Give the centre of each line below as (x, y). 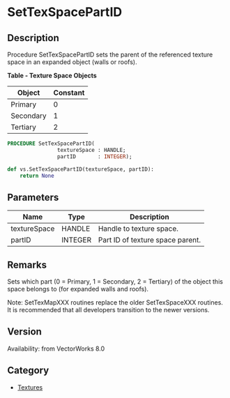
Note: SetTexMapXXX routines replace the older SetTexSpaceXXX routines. (115, 303)
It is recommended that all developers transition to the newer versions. (108, 310)
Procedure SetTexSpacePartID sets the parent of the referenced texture (110, 54)
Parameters (33, 197)
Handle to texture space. (138, 229)
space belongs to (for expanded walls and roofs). (78, 289)
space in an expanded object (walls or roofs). (72, 62)
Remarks (27, 265)
